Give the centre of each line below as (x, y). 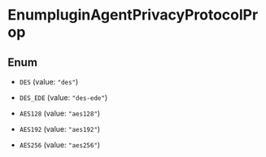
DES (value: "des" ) (49, 82)
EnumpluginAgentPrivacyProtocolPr (133, 15)
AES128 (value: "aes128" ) (60, 113)
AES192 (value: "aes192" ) (60, 129)
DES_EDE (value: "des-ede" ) (63, 98)
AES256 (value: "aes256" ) (60, 145)
